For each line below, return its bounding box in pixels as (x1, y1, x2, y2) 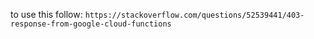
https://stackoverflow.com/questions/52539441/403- (84, 10, 305, 20)
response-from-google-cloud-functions (10, 19, 172, 29)
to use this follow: (10, 9, 83, 20)
